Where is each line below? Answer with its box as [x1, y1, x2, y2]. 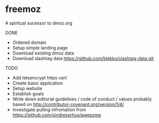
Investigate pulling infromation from [12, 106, 86, 112]
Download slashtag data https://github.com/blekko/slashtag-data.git [12, 55, 154, 61]
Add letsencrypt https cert [12, 74, 67, 80]
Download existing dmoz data [12, 50, 74, 56]
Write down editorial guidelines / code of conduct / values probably [12, 96, 152, 102]
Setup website [12, 85, 43, 91]
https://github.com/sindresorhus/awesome [12, 111, 101, 118]
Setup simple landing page [12, 44, 68, 50]
